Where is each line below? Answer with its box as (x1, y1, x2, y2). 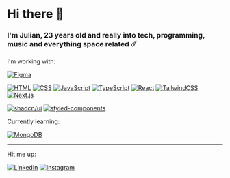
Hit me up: (7, 150, 36, 159)
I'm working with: (7, 57, 56, 65)
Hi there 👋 (7, 6, 64, 22)
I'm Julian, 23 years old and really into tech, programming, (7, 31, 205, 40)
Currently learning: (7, 117, 60, 125)
